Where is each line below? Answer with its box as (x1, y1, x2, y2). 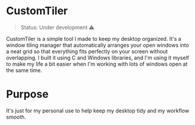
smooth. (6, 113, 27, 120)
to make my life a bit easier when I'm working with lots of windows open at (6, 60, 188, 68)
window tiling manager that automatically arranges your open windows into (6, 41, 189, 49)
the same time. (6, 66, 43, 73)
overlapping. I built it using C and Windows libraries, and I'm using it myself (6, 54, 189, 61)
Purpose (6, 88, 49, 101)
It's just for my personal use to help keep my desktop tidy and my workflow (6, 107, 190, 114)
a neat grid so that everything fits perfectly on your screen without (6, 47, 168, 55)
